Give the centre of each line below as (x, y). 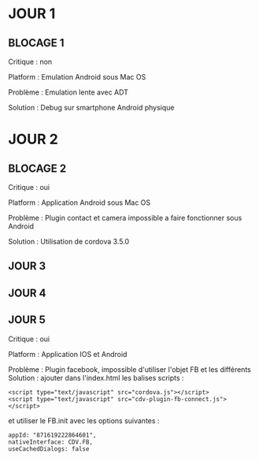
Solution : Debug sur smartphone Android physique (91, 108)
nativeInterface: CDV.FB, (50, 442)
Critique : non (30, 61)
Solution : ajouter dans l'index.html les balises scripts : (96, 377)
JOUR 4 (27, 293)
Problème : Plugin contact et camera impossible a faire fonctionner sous (125, 218)
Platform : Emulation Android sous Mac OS (77, 77)
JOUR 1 (32, 14)
